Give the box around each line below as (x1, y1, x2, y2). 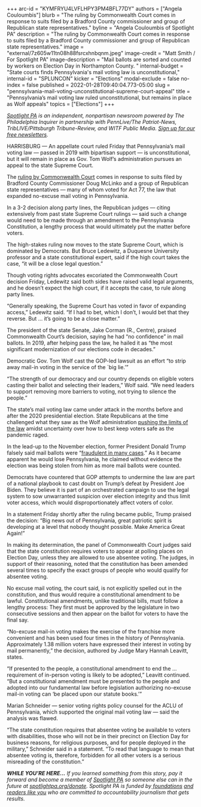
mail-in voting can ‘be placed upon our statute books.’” (7, 690, 142, 698)
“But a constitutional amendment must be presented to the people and (7, 678, 180, 684)
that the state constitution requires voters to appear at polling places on (7, 547, 183, 555)
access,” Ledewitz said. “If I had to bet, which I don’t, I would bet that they (7, 309, 190, 316)
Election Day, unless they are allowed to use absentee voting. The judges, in (7, 554, 194, 561)
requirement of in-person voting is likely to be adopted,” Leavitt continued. (7, 671, 191, 678)
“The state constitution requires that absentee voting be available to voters (7, 726, 191, 733)
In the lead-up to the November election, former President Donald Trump (7, 443, 186, 450)
